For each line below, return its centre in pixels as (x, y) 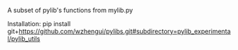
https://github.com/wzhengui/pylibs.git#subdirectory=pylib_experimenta (125, 31)
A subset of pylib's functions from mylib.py (70, 10)
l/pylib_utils (24, 39)
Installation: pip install (39, 24)
